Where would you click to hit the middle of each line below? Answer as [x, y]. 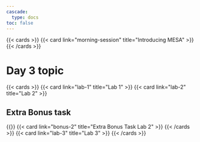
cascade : [17, 12]
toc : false [20, 23]
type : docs [25, 17]
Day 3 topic [35, 70]
